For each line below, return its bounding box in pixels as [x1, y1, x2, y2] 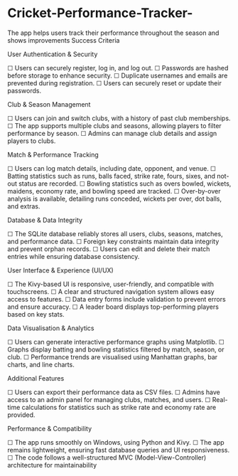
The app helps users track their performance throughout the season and [7, 28, 220, 37]
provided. [7, 411, 36, 419]
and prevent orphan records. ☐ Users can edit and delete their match [7, 244, 210, 253]
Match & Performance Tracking [7, 150, 99, 159]
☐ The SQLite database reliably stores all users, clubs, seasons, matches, [7, 229, 223, 238]
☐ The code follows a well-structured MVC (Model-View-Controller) [7, 453, 207, 462]
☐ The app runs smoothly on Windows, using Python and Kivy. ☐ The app [7, 438, 225, 446]
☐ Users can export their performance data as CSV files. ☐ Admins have [7, 388, 220, 396]
